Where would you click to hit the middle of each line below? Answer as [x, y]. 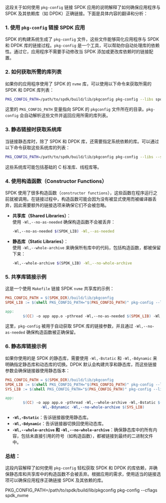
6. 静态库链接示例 [26, 346]
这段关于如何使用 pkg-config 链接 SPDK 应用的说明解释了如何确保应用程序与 [83, 7]
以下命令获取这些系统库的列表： [38, 147]
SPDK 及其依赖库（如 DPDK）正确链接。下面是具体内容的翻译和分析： [77, 13]
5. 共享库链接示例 [26, 277]
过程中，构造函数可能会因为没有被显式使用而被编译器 [98, 199]
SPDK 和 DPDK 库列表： [30, 90]
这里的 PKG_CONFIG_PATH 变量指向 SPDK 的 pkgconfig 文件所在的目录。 [76, 109]
